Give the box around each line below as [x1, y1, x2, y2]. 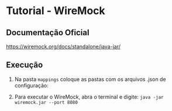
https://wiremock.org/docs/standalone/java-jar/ [6, 43, 121, 50]
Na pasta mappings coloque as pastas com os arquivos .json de [14, 75, 166, 83]
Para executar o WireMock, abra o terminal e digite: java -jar [14, 93, 164, 100]
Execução [6, 60, 43, 70]
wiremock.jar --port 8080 [14, 99, 78, 105]
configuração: [14, 82, 49, 89]
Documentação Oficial [6, 28, 90, 38]
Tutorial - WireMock [6, 4, 105, 18]
